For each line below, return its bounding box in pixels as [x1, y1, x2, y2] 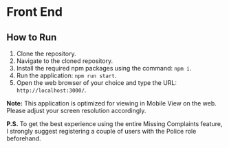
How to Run [6, 32, 57, 43]
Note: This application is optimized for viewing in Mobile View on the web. [6, 99, 217, 107]
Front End [6, 4, 63, 20]
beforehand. [6, 134, 42, 143]
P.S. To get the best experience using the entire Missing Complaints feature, [6, 120, 223, 127]
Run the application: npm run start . [16, 71, 117, 79]
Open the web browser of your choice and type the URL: [16, 79, 177, 86]
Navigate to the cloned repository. [16, 57, 113, 65]
